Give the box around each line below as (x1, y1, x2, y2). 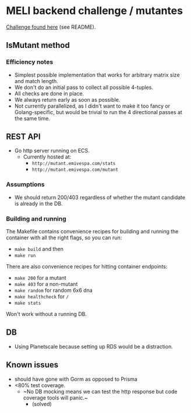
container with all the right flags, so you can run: (6, 234, 122, 241)
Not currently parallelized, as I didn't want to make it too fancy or (14, 102, 171, 109)
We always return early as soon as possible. (14, 96, 121, 103)
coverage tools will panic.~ (23, 394, 89, 401)
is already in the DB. (14, 200, 63, 207)
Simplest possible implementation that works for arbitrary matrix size (14, 71, 180, 78)
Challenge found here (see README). (6, 23, 96, 30)
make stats (14, 300, 41, 307)
